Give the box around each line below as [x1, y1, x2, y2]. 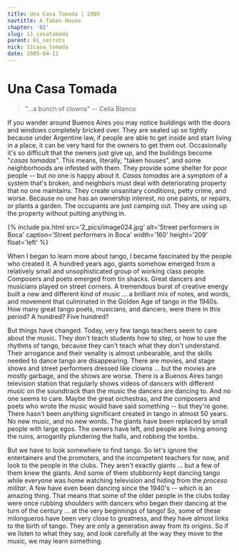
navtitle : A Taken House [7, 17, 81, 24]
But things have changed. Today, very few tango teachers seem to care [7, 326, 218, 335]
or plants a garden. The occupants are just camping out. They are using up [7, 201, 227, 210]
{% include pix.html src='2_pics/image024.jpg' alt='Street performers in [7, 222, 220, 231]
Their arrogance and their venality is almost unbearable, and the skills [7, 348, 213, 357]
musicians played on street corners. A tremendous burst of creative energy [7, 282, 228, 291]
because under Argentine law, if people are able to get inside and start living [7, 133, 232, 142]
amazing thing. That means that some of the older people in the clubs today [7, 491, 230, 499]
